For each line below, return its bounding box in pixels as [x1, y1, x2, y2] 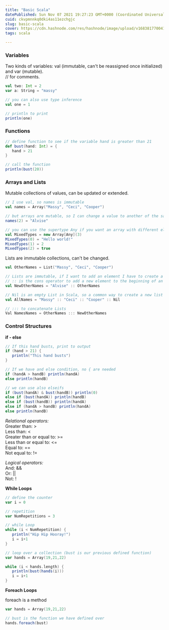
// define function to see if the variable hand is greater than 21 [5, 139, 152, 144]
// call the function [5, 162, 51, 167]
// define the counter [5, 495, 53, 500]
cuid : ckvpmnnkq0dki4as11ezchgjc [5, 17, 75, 22]
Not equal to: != [5, 449, 38, 456]
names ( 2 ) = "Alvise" [5, 218, 49, 224]
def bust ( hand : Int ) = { [5, 144, 57, 149]
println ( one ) [5, 116, 33, 121]
